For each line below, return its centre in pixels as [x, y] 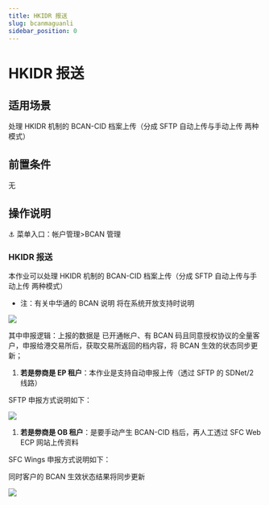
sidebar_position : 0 [43, 31]
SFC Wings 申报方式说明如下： [60, 460]
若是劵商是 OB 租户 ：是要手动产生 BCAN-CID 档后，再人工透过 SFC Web [141, 432]
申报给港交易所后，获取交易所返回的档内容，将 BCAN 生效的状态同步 [137, 346]
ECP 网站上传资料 [49, 442]
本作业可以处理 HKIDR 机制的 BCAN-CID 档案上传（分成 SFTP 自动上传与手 [133, 276]
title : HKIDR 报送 [38, 16]
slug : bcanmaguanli [41, 23]
